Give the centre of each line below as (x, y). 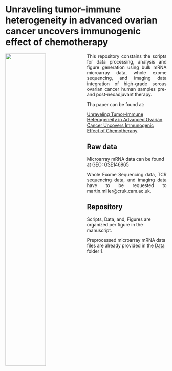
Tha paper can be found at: (116, 104)
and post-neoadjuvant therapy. (119, 94)
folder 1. (95, 251)
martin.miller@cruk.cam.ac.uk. (119, 191)
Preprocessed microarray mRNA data (126, 240)
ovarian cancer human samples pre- (127, 89)
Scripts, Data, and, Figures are (119, 219)
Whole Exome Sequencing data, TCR (127, 174)
